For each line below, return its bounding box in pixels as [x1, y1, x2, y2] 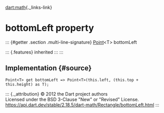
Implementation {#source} [5, 64, 92, 73]
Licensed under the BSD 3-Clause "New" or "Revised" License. [5, 96, 139, 102]
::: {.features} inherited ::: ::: [5, 49, 64, 55]
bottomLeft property [5, 22, 94, 34]
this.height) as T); [5, 82, 50, 87]
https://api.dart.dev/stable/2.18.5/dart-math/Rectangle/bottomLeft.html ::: [5, 102, 160, 108]
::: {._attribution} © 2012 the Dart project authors [5, 91, 108, 97]
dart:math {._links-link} [5, 5, 52, 10]
